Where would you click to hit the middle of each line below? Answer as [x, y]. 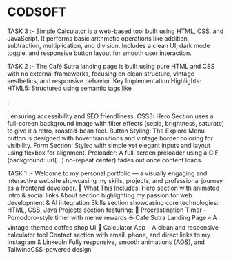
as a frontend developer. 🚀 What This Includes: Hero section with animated [113, 188]
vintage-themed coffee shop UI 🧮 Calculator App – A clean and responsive [113, 227]
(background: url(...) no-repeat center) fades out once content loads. [105, 160]
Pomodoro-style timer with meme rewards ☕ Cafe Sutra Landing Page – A [112, 217]
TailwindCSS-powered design [49, 249]
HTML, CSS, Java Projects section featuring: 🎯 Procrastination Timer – [107, 210]
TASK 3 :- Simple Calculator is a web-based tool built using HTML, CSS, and [115, 31]
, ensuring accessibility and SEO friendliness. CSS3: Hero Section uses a [110, 116]
